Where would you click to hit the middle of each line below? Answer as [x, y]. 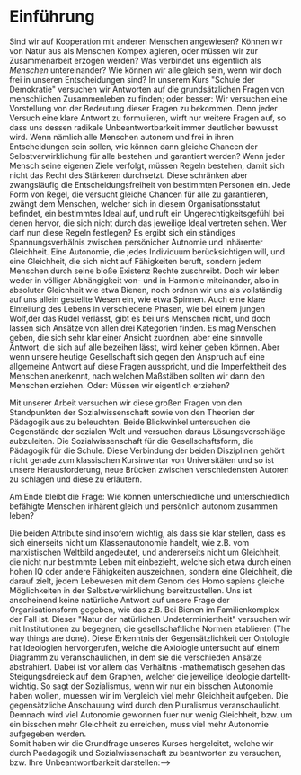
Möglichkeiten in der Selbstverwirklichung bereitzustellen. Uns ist [131, 590]
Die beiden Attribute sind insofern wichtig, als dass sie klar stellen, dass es [147, 533]
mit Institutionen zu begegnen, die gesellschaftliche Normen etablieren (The [150, 628]
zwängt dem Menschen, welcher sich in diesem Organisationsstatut [135, 203]
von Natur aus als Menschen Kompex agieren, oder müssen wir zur [134, 50]
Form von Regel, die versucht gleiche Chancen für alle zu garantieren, [139, 194]
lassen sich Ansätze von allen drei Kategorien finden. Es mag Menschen [143, 328]
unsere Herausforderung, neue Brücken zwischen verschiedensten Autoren [149, 469]
